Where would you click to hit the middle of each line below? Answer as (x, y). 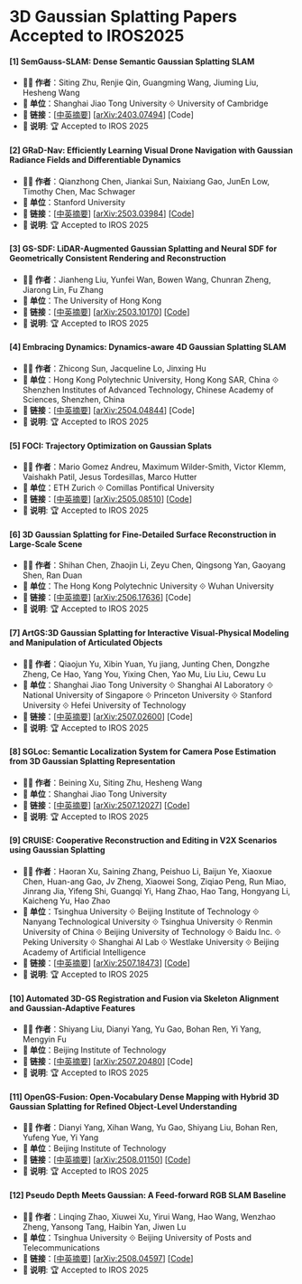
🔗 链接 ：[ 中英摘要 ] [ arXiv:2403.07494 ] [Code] (108, 115)
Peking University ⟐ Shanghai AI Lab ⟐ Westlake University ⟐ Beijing (151, 942)
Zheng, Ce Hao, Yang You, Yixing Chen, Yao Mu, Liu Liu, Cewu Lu (144, 674)
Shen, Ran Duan (52, 575)
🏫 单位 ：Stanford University (74, 202)
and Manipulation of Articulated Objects (86, 642)
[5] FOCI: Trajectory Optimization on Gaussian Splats (110, 446)
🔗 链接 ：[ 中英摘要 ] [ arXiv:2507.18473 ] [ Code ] (106, 963)
